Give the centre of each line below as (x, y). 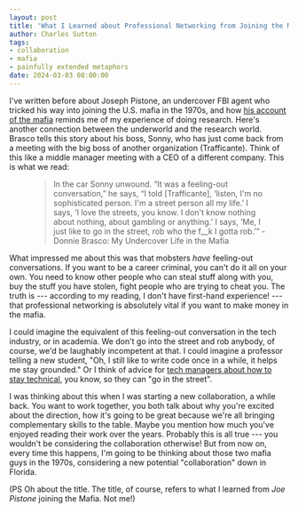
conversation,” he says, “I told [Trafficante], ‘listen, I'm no (158, 193)
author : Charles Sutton (53, 34)
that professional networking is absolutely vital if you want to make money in (149, 305)
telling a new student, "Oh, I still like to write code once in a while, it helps (143, 360)
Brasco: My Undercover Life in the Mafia (155, 240)
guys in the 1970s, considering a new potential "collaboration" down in (138, 462)
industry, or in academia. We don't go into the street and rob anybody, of (142, 341)
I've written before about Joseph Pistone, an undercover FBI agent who (140, 100)
